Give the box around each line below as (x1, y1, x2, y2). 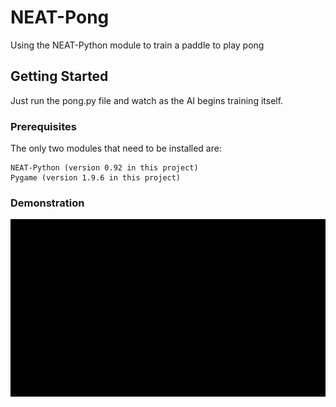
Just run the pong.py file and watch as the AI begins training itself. (10, 94, 284, 106)
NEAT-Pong (10, 6, 110, 29)
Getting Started (10, 68, 109, 85)
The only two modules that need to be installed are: (10, 142, 222, 155)
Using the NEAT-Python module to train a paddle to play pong (10, 39, 265, 51)
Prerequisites (10, 119, 77, 133)
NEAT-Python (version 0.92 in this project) (10, 163, 199, 173)
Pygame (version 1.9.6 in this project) (10, 173, 182, 183)
